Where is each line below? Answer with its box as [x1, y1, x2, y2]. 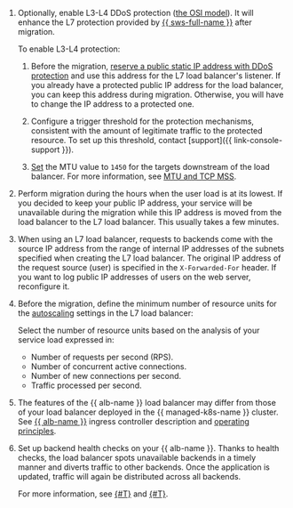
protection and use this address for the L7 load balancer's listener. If [30, 70, 281, 81]
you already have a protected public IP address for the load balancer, [30, 80, 284, 90]
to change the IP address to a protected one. [30, 99, 195, 109]
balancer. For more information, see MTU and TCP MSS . [30, 171, 237, 181]
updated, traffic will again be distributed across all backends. [17, 472, 242, 481]
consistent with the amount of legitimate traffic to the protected [30, 125, 264, 136]
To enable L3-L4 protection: [17, 44, 121, 54]
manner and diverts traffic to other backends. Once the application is [17, 462, 271, 472]
